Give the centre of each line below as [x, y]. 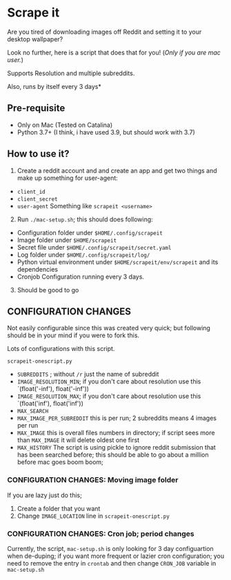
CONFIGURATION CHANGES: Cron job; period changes [101, 534]
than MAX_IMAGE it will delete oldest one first [78, 440]
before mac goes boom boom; [60, 462]
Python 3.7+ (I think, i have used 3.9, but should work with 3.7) [106, 132]
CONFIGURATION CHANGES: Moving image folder [93, 480]
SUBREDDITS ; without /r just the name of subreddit [88, 374]
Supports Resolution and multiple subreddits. [71, 73]
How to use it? [38, 154]
